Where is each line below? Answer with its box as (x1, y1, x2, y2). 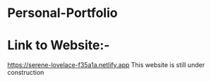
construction (7, 69, 44, 77)
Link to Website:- (7, 37, 110, 54)
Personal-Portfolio (7, 5, 118, 21)
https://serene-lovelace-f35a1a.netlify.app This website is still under (7, 61, 205, 69)
